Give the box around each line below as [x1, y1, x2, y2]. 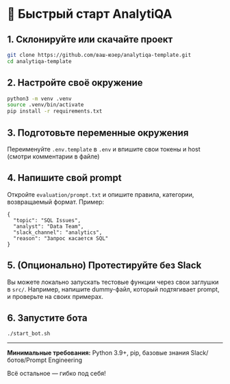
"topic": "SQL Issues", [13, 217, 81, 224]
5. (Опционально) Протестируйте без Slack [7, 260, 202, 272]
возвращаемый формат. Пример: [7, 197, 105, 206]
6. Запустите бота [7, 312, 88, 324]
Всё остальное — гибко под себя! [7, 370, 106, 378]
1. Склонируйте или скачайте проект [7, 34, 173, 45]
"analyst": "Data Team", [13, 223, 84, 230]
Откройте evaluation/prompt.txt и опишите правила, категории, [7, 190, 194, 198]
